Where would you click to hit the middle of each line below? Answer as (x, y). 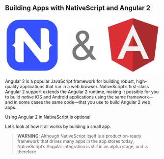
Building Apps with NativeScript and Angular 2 (78, 8)
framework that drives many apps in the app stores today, (75, 141)
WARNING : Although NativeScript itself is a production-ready (79, 136)
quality (12, 86)
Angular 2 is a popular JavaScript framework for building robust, (70, 81)
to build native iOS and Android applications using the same (66, 97)
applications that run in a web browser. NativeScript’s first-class (84, 86)
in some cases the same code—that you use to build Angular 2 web (82, 102)
